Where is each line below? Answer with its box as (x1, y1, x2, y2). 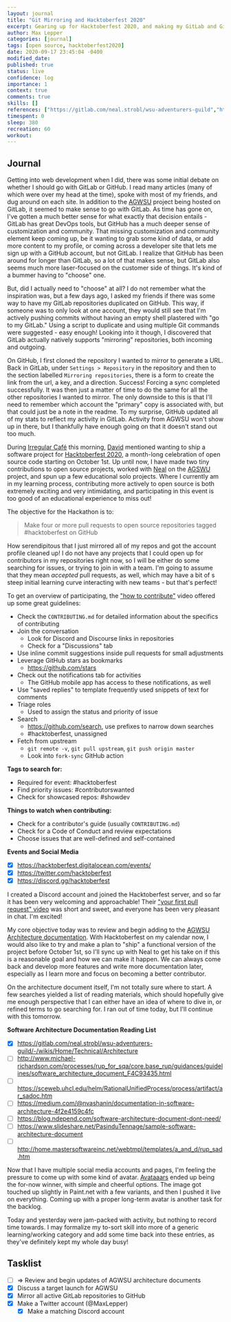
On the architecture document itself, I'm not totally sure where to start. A (7, 983, 212, 992)
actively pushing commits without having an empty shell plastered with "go (7, 314, 220, 322)
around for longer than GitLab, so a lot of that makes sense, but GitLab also (7, 257, 220, 265)
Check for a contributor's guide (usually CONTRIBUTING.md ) (16, 820, 180, 828)
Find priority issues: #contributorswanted (16, 785, 135, 794)
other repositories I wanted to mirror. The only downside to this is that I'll (7, 393, 213, 401)
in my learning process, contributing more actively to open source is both (7, 480, 215, 488)
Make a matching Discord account (27, 1307, 125, 1315)
